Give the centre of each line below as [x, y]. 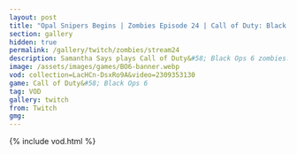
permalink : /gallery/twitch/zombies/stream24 [94, 50]
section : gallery [41, 34]
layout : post [33, 17]
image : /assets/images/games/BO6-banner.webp [94, 67]
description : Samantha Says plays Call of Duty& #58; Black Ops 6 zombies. [150, 58]
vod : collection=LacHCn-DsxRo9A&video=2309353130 [103, 75]
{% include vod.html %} [53, 142]
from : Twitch [33, 108]
